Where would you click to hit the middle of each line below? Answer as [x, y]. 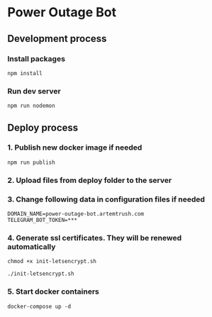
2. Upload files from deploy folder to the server [90, 180]
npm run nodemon [31, 106]
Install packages [37, 59]
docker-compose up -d [39, 306]
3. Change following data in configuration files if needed [106, 199]
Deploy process [43, 127]
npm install [25, 73]
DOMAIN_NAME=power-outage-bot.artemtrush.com [76, 214]
